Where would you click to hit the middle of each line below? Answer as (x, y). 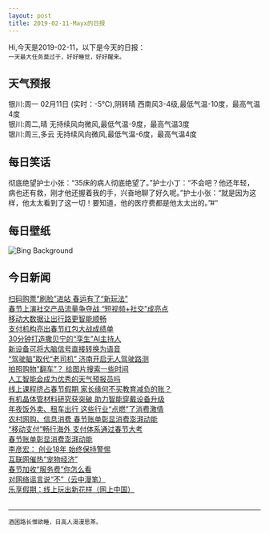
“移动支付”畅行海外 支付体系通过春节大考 (76, 429)
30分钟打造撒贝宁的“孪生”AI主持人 (65, 339)
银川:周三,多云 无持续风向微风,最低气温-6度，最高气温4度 (103, 134)
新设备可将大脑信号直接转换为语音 (64, 348)
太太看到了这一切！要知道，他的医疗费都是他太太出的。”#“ (124, 203)
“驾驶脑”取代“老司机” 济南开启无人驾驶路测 (79, 359)
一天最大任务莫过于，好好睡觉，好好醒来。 (67, 57)
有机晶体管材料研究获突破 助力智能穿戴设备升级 (86, 399)
